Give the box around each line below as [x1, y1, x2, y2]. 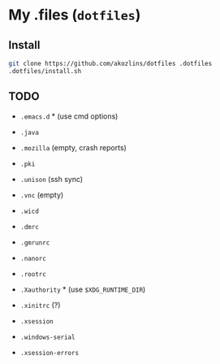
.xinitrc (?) [19, 300, 61, 310]
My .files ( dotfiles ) [8, 6, 141, 24]
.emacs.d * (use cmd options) [19, 111, 119, 121]
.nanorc [19, 254, 46, 262]
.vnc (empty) [19, 189, 64, 200]
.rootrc [19, 270, 46, 278]
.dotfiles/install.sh [8, 67, 82, 75]
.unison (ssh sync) [19, 174, 84, 184]
